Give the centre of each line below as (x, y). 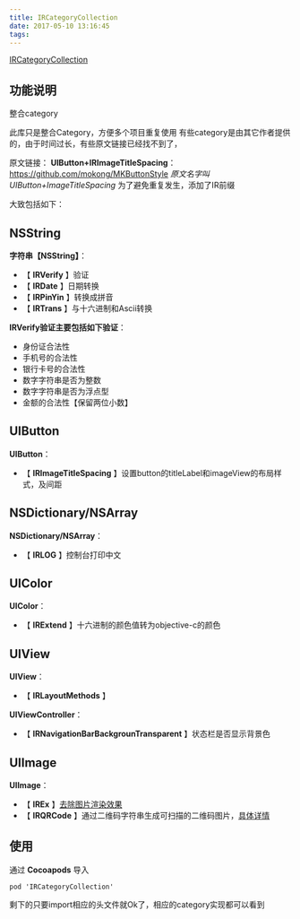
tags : (19, 34)
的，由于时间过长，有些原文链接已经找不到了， (95, 143)
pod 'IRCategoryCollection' (62, 887)
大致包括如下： (37, 204)
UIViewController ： (46, 715)
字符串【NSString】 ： (48, 256)
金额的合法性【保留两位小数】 (77, 403)
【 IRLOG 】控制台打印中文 (72, 555)
